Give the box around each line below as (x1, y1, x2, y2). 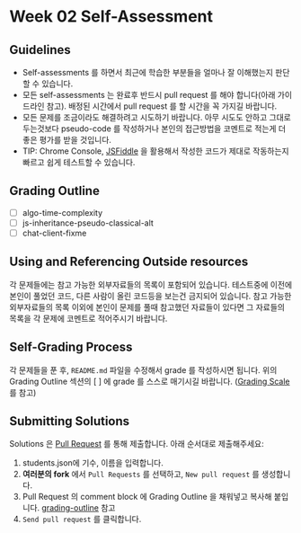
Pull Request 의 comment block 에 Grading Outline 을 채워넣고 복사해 (22, 492, 272, 502)
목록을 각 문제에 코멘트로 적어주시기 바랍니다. (9, 313, 168, 324)
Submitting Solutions (9, 413, 130, 429)
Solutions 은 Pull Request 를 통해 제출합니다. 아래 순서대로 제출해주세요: (9, 439, 265, 449)
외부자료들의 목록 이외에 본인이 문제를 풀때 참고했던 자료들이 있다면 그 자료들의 (9, 301, 286, 312)
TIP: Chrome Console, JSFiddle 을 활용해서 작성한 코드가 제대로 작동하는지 (22, 146, 289, 156)
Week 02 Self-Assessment (9, 6, 214, 27)
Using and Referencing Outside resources (9, 254, 249, 270)
